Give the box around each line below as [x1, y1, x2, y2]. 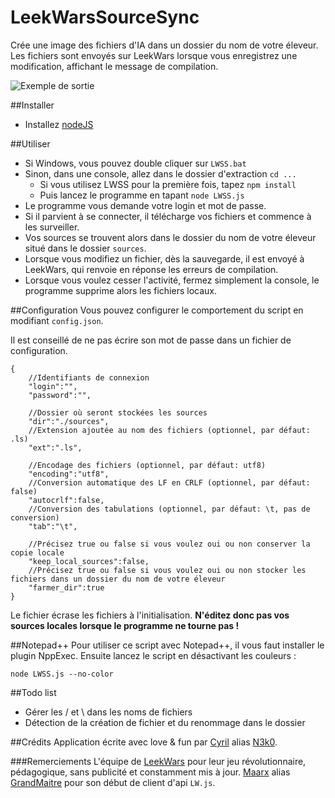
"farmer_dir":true [28, 582, 105, 593]
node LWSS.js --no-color [10, 669, 114, 679]
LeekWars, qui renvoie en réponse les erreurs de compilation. [24, 263, 279, 275]
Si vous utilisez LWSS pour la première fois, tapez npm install [39, 178, 297, 190]
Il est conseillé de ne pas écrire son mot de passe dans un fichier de [10, 334, 292, 346]
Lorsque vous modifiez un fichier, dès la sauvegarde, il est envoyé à [24, 252, 305, 265]
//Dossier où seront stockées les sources [28, 407, 208, 418]
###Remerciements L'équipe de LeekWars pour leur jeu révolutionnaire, [10, 755, 307, 767]
